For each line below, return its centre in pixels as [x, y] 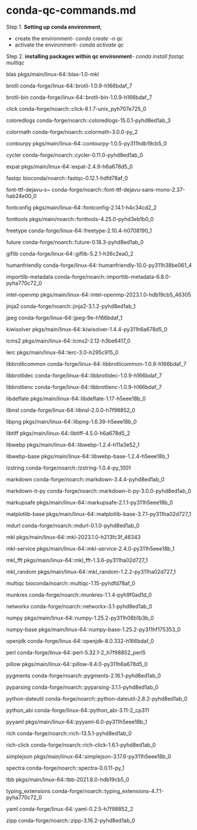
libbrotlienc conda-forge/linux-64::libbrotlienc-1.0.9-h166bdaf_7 [84, 387]
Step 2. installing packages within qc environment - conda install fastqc [95, 56]
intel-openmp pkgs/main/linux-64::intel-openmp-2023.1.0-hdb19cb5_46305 [99, 294]
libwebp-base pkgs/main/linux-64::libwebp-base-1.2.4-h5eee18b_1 [88, 456]
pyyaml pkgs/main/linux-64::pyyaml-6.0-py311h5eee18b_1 [77, 722]
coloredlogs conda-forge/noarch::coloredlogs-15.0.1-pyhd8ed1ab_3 [88, 120]
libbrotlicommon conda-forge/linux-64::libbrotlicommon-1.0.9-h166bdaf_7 [96, 363]
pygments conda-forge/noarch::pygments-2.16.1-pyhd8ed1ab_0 [84, 675]
